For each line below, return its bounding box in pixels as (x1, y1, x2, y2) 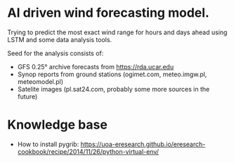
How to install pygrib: (17, 140, 79, 148)
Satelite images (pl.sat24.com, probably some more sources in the (17, 85, 210, 93)
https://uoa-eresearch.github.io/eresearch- (80, 140, 206, 148)
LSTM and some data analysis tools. (7, 35, 112, 43)
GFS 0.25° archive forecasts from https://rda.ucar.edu (17, 62, 174, 71)
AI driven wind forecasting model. (7, 5, 209, 21)
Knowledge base (7, 117, 108, 133)
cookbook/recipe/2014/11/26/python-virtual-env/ (17, 147, 160, 155)
